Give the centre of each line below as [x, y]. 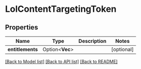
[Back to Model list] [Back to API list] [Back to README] [61, 62]
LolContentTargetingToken [61, 9]
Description [92, 41]
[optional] [123, 49]
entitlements [23, 49]
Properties [22, 27]
